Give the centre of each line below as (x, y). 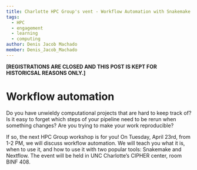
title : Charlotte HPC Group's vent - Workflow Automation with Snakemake (98, 11)
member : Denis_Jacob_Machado (42, 50)
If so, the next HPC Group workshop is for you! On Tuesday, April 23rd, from (98, 136)
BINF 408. (18, 162)
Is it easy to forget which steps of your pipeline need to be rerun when (91, 119)
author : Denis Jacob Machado (42, 45)
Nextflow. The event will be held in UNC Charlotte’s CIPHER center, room (94, 155)
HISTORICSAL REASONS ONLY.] (46, 73)
